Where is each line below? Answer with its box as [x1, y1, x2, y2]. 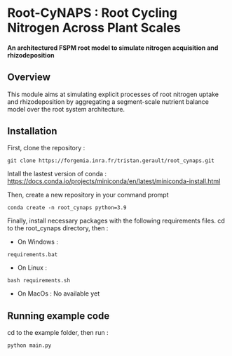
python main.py [7, 342, 52, 349]
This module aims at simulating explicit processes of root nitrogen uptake [7, 90, 219, 98]
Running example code [7, 310, 110, 322]
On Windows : [17, 237, 58, 246]
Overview [7, 72, 51, 84]
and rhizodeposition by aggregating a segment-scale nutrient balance [7, 97, 209, 106]
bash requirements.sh [7, 277, 71, 284]
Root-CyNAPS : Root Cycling [7, 5, 177, 21]
